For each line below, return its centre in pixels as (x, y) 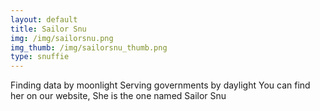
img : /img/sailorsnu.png (62, 38)
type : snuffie (40, 57)
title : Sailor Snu (48, 29)
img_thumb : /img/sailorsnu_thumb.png (89, 47)
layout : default (44, 19)
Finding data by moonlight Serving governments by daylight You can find (160, 85)
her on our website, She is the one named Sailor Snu (118, 96)
